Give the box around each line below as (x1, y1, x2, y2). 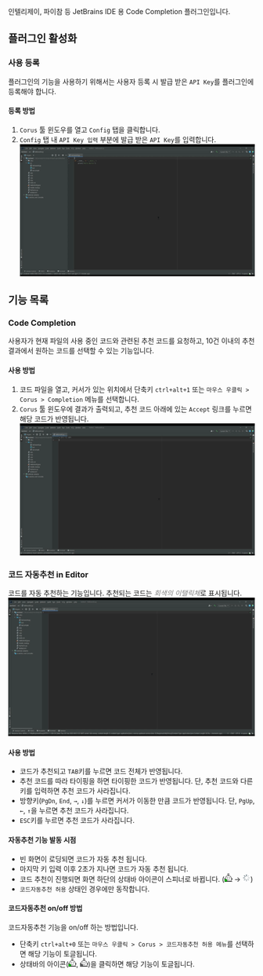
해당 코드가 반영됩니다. (19, 414, 89, 423)
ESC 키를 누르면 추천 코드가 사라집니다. (19, 816, 135, 825)
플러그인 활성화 (8, 32, 77, 46)
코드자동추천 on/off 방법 (8, 904, 83, 913)
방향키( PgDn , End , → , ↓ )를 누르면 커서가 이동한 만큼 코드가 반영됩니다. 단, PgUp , (19, 796, 255, 806)
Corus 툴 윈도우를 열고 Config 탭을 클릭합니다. (19, 125, 160, 134)
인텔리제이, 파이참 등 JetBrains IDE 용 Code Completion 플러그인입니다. (8, 7, 231, 16)
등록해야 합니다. (8, 86, 57, 96)
